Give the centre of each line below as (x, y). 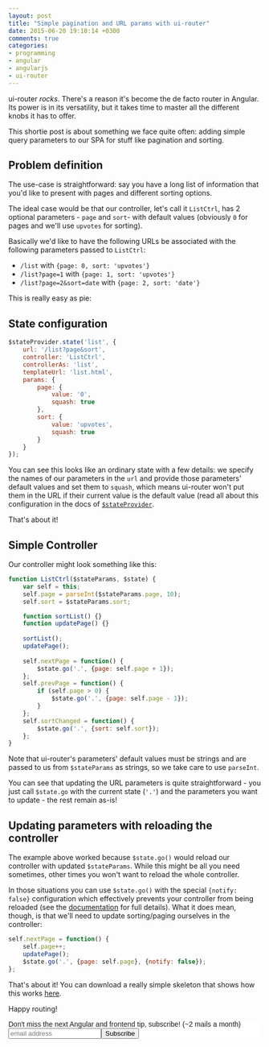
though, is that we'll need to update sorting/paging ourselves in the (119, 916)
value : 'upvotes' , (82, 424)
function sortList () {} (63, 616)
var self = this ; (52, 586)
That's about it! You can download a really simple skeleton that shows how (132, 984)
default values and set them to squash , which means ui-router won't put (126, 487)
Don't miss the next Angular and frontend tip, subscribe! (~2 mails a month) (124, 1024)
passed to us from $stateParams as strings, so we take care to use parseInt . (134, 768)
